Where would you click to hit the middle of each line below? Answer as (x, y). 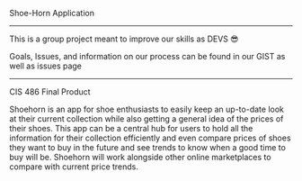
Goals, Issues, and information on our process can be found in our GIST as (147, 56)
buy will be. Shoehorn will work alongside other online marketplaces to (140, 157)
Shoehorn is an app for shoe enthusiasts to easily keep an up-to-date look (147, 109)
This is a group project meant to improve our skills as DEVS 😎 (124, 39)
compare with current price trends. (74, 167)
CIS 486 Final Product (50, 92)
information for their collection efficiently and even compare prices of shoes (150, 138)
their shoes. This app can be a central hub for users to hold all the (131, 128)
